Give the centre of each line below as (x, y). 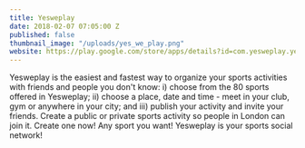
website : (26, 52)
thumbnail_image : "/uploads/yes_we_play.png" (97, 43)
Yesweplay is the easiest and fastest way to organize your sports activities (148, 77)
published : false (42, 35)
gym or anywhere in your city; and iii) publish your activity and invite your (147, 106)
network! (26, 135)
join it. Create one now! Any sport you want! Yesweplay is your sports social (151, 126)
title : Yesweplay (42, 18)
